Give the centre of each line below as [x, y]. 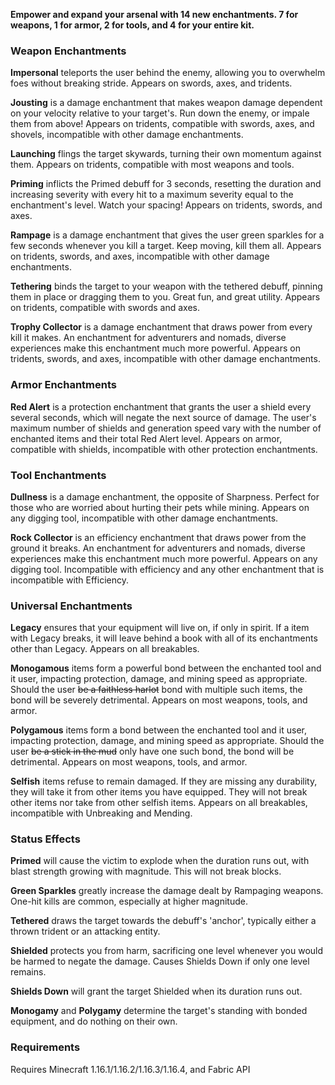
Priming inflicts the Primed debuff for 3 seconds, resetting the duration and [166, 184]
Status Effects [45, 839]
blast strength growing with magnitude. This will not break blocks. [146, 871]
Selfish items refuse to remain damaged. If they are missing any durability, [164, 781]
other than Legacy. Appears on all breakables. [105, 649]
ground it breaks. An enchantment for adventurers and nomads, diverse [158, 548]
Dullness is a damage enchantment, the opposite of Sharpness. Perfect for [165, 496]
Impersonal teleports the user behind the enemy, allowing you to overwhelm [168, 73]
